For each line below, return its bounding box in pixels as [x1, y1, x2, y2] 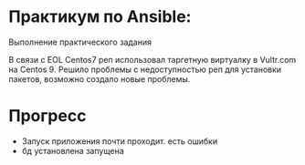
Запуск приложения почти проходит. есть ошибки [21, 135, 218, 147]
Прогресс [8, 106, 87, 127]
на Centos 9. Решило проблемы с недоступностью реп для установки [8, 64, 282, 75]
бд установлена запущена [21, 145, 124, 156]
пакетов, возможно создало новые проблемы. [8, 73, 191, 84]
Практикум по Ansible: [8, 6, 192, 27]
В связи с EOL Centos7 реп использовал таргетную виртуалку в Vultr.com [8, 54, 297, 65]
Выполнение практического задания [8, 36, 152, 47]
